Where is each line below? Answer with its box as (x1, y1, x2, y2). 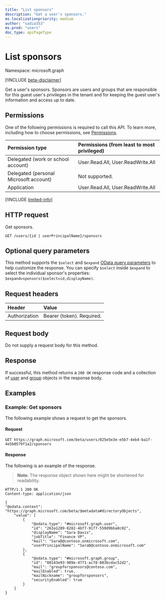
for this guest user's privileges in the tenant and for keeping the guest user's (5, 91, 160, 97)
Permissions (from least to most (78, 141, 155, 148)
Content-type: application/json (5, 491, 71, 496)
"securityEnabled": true (31, 577, 82, 582)
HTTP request (5, 211, 49, 219)
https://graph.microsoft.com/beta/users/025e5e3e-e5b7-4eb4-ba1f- (14, 437, 153, 442)
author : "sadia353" (5, 21, 45, 26)
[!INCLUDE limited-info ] (5, 196, 53, 202)
